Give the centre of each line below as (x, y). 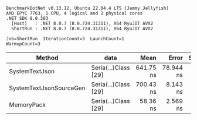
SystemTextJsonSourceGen (47, 88)
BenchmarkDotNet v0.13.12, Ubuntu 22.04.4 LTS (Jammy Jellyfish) (87, 8)
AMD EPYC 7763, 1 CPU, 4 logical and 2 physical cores (74, 13)
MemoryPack (27, 105)
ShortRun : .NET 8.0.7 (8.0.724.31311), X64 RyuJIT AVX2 (82, 29)
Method (47, 58)
